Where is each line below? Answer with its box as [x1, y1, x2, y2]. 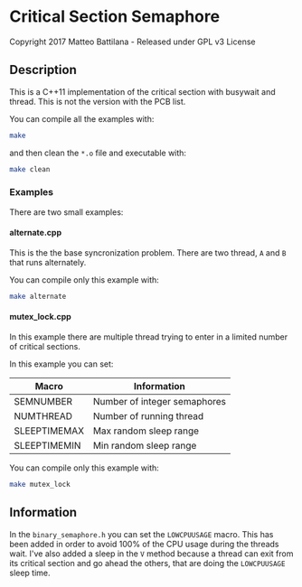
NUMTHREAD [14, 410, 73, 423]
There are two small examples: [9, 206, 124, 218]
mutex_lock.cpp [9, 312, 72, 322]
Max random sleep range [92, 424, 200, 437]
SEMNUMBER [14, 396, 73, 408]
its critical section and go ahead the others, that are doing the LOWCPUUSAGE [9, 557, 286, 568]
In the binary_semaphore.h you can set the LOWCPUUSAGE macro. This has [9, 528, 274, 539]
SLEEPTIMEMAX [14, 424, 84, 437]
